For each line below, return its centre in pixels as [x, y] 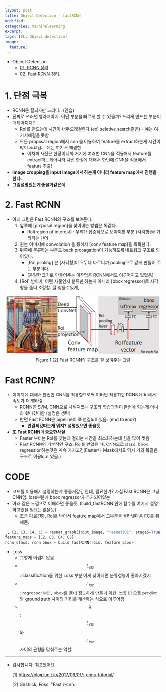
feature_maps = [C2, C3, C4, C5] [40, 537]
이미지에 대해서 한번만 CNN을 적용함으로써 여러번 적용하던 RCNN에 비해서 [84, 395]
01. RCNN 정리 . [35, 67]
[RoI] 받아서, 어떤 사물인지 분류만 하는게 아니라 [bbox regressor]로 [84, 281]
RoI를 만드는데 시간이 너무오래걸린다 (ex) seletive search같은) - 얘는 [86, 129]
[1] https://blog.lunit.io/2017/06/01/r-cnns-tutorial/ [63, 675]
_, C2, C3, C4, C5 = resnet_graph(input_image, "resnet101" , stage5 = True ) [84, 532]
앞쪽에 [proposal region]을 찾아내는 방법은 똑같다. [68, 225]
